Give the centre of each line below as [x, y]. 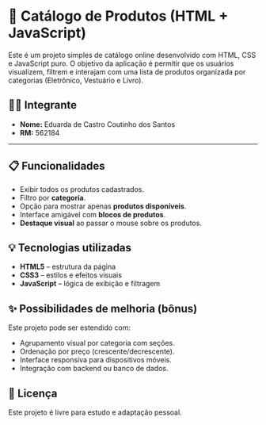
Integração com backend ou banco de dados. [94, 369]
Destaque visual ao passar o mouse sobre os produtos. [110, 223]
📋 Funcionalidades [57, 166]
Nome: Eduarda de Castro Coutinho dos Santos [97, 124]
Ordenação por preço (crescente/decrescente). [97, 351]
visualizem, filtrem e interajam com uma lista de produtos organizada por [127, 71]
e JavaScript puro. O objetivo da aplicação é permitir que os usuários [121, 63]
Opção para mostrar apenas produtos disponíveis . [103, 206]
